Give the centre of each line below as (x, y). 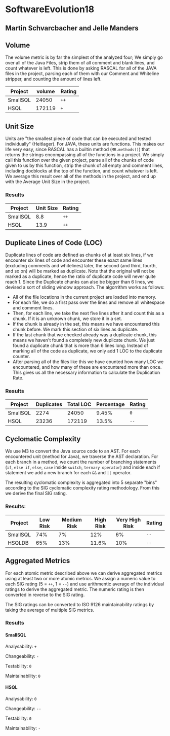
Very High (129, 519)
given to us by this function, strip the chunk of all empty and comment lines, (84, 165)
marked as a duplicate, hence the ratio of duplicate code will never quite (80, 276)
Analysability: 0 (21, 698)
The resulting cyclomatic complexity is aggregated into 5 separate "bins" (81, 482)
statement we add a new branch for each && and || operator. (68, 473)
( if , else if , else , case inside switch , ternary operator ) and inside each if (83, 467)
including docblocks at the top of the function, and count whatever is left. (82, 171)
